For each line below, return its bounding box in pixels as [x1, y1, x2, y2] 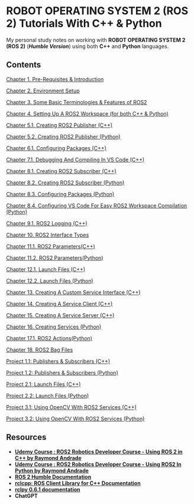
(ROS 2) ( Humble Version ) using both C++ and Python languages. [6, 43, 169, 50]
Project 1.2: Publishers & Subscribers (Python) [6, 369, 118, 376]
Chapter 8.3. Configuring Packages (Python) [6, 190, 115, 197]
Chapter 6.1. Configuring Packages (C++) [6, 144, 106, 152]
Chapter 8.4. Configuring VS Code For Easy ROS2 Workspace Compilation [6, 202, 187, 209]
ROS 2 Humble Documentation [14, 473, 92, 480]
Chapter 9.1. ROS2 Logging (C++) [6, 219, 88, 227]
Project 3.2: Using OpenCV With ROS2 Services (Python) [6, 415, 145, 422]
